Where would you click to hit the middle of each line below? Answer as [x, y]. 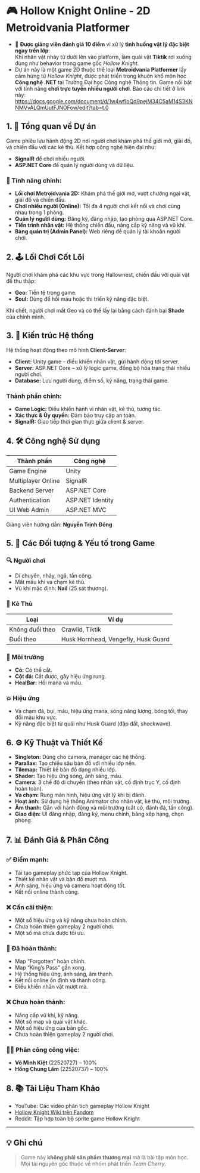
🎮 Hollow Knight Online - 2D [78, 11]
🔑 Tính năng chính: [34, 180]
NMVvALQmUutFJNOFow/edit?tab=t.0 [62, 107]
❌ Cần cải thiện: [30, 907]
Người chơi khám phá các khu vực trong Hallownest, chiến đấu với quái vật [98, 274]
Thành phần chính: [34, 396]
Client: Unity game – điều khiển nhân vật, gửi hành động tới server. [97, 362]
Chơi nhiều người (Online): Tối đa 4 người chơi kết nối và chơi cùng [97, 206]
